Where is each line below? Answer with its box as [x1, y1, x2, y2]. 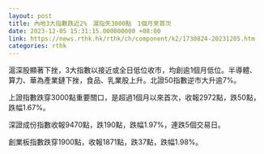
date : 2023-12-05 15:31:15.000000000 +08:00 [8, 27, 161, 35]
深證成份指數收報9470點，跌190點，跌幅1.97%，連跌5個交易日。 [8, 120, 225, 130]
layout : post [8, 11, 53, 20]
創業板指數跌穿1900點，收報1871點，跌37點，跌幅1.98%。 [8, 137, 203, 147]
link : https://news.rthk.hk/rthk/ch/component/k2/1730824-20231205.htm [8, 34, 255, 43]
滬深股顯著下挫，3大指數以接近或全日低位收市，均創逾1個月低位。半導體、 [8, 66, 258, 75]
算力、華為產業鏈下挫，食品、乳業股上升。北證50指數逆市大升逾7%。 [8, 75, 241, 85]
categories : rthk [8, 42, 67, 50]
